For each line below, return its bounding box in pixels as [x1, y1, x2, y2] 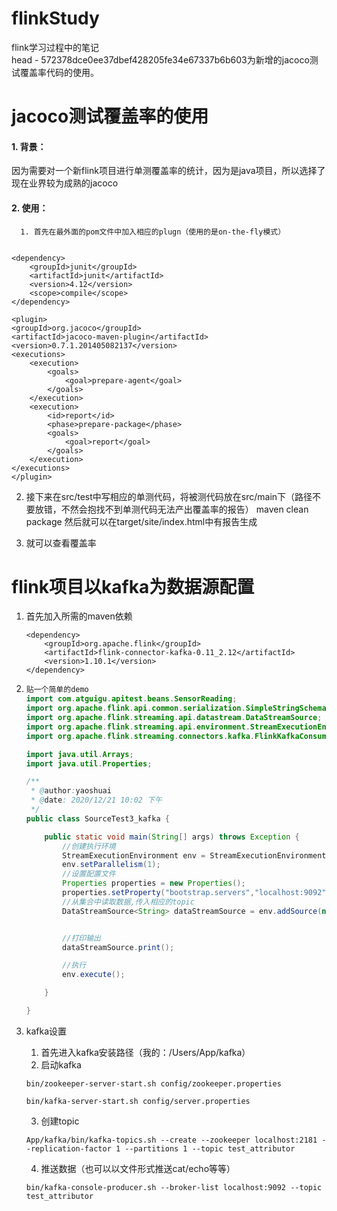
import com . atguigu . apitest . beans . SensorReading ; [25, 694, 238, 704]
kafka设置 [25, 1025, 68, 1037]
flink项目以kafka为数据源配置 [11, 575, 255, 598]
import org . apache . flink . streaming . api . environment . [25, 722, 251, 732]
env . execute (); [62, 970, 126, 980]
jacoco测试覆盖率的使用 [11, 105, 209, 128]
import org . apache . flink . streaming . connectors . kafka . [25, 731, 256, 741]
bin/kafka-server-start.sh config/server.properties [25, 1096, 251, 1106]
